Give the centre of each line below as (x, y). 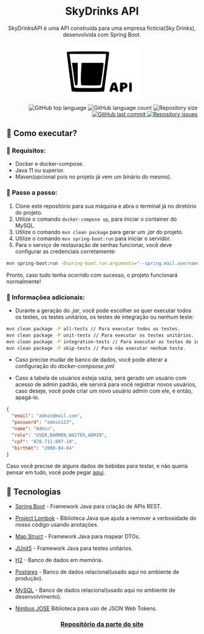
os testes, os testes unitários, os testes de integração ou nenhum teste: (104, 317)
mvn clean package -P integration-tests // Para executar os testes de (99, 342)
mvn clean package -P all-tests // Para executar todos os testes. (93, 329)
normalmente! (24, 281)
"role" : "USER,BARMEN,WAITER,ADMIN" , (59, 435)
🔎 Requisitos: (26, 151)
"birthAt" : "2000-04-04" (43, 448)
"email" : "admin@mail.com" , (47, 416)
